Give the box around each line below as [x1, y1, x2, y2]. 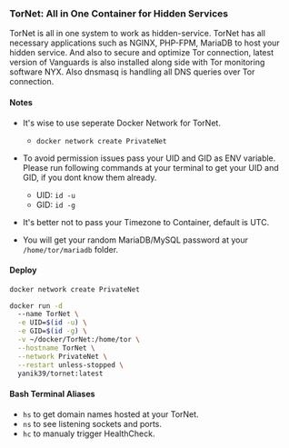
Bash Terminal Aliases [9, 389, 95, 400]
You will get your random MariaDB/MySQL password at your [22, 234, 248, 245]
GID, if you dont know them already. [22, 172, 157, 183]
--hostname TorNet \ [17, 343, 95, 353]
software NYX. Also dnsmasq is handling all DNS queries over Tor [9, 66, 255, 77]
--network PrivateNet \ [17, 352, 107, 361]
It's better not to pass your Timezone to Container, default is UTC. [22, 216, 270, 227]
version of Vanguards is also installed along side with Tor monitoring [9, 57, 265, 68]
